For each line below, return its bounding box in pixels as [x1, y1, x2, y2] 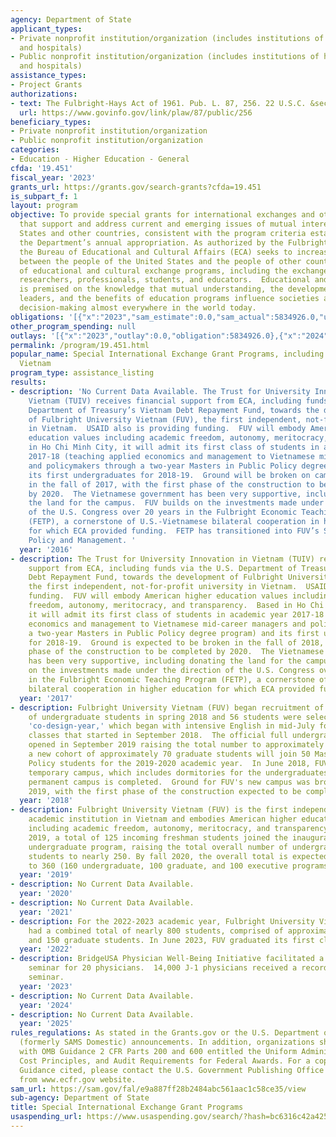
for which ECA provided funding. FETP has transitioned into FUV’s [28, 526, 320, 536]
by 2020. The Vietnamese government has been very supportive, [28, 489, 302, 499]
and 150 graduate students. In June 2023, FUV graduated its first [28, 935, 315, 945]
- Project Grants [10, 80, 83, 90]
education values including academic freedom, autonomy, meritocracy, [28, 433, 329, 443]
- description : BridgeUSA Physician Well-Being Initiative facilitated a [10, 954, 325, 964]
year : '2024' [19, 1000, 74, 1010]
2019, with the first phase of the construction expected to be [28, 786, 302, 796]
